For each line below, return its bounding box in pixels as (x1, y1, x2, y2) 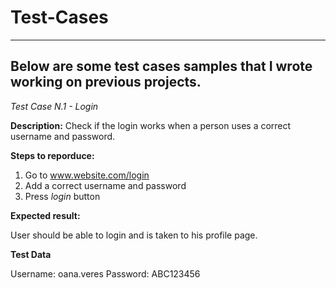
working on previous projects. (10, 74, 202, 91)
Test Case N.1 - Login (10, 100, 99, 112)
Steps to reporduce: (10, 149, 95, 161)
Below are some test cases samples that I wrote (10, 58, 313, 75)
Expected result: (10, 209, 81, 221)
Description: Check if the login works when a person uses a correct (10, 119, 292, 131)
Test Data (10, 248, 52, 260)
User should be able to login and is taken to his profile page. (10, 229, 258, 241)
